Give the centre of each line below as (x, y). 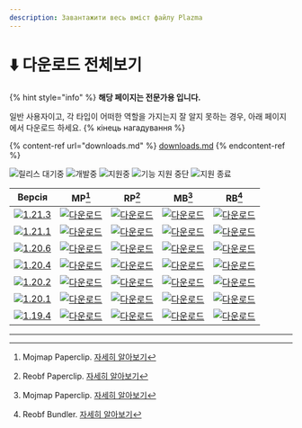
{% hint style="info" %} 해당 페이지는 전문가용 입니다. (105, 97)
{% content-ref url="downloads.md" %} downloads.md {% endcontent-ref (147, 146)
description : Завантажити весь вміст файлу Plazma (106, 18)
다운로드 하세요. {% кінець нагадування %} (106, 128)
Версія (32, 197)
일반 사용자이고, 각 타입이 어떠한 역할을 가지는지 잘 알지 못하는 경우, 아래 (136, 116)
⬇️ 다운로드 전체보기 (75, 65)
